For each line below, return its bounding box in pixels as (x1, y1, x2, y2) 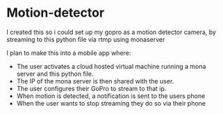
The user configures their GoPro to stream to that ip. (16, 84, 167, 92)
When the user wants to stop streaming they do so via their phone (16, 99, 206, 107)
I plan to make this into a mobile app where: (6, 49, 131, 57)
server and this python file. (16, 70, 94, 78)
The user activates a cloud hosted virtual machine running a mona (16, 62, 206, 70)
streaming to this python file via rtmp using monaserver (6, 35, 165, 43)
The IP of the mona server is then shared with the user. (16, 76, 174, 85)
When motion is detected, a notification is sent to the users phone (16, 92, 206, 100)
